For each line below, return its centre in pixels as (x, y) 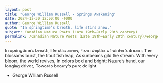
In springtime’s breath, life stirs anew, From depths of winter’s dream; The (78, 50)
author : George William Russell (38, 23)
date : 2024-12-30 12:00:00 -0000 (39, 18)
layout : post (18, 9)
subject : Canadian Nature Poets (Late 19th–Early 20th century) (71, 32)
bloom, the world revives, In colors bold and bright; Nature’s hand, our (75, 61)
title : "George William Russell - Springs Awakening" (61, 14)
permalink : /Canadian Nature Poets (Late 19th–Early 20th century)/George (82, 37)
